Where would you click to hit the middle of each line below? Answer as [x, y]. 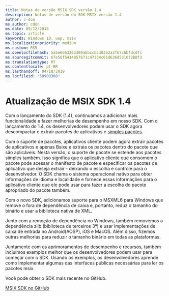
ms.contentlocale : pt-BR [32, 67]
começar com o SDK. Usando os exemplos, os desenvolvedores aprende [82, 257]
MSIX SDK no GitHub [27, 288]
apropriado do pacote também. [38, 190]
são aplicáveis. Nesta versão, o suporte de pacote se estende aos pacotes [83, 152]
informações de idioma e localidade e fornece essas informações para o [81, 179]
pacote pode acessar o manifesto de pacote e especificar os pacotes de [81, 163]
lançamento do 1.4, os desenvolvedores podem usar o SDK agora [74, 126]
